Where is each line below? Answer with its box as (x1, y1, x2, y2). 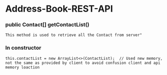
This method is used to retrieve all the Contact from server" (5, 32, 143, 38)
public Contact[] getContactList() (5, 21, 90, 28)
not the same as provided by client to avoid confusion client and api (5, 60, 160, 65)
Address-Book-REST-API (5, 3, 113, 15)
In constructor (5, 44, 42, 51)
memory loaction (5, 64, 40, 70)
